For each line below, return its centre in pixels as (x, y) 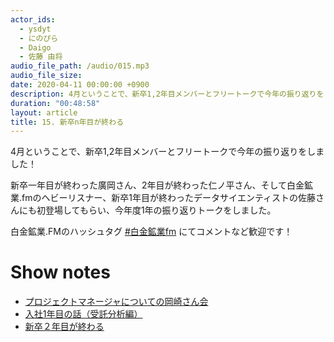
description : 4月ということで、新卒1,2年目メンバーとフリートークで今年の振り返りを (167, 94)
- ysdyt (35, 29)
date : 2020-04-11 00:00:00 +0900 (80, 85)
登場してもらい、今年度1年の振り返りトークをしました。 (160, 210)
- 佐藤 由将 (41, 57)
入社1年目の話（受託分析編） (83, 314)
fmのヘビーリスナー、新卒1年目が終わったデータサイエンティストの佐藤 (169, 198)
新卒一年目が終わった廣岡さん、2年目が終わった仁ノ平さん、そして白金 (157, 185)
